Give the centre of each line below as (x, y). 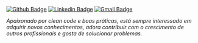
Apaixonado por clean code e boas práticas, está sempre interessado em (99, 21)
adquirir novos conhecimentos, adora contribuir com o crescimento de (95, 27)
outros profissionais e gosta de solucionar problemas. (74, 33)
